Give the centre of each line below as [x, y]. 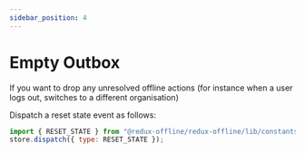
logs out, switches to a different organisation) [94, 97]
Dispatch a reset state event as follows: [83, 115]
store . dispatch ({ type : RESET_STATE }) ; [87, 140]
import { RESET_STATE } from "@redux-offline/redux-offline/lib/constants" [156, 131]
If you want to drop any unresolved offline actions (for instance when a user [151, 88]
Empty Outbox [65, 62]
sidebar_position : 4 [49, 18]
